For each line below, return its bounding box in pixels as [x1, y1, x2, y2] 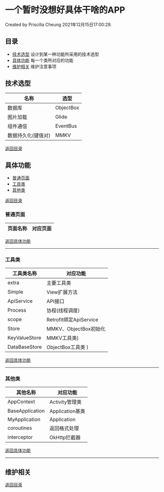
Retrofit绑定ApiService [46, 316, 99, 323]
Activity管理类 [49, 398, 82, 405]
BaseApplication [7, 407, 45, 414]
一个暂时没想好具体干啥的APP [5, 4, 125, 16]
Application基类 [49, 408, 85, 415]
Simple [7, 288, 23, 295]
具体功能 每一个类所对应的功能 [12, 57, 74, 63]
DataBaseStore [7, 343, 42, 350]
